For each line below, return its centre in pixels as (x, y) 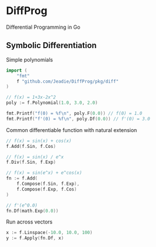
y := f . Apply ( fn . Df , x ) (35, 238)
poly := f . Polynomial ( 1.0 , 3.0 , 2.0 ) (52, 103)
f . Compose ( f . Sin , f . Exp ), (48, 184)
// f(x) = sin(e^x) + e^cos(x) (44, 173)
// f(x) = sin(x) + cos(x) (39, 141)
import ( (17, 70)
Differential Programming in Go (43, 27)
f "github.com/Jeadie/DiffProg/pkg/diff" (67, 81)
